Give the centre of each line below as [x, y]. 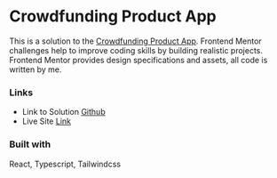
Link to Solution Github [63, 112]
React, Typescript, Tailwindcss [65, 164]
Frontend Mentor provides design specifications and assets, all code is [138, 60]
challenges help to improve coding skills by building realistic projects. [136, 50]
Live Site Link [46, 121]
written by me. [36, 69]
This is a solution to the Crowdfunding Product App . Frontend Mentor [135, 41]
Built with [30, 144]
